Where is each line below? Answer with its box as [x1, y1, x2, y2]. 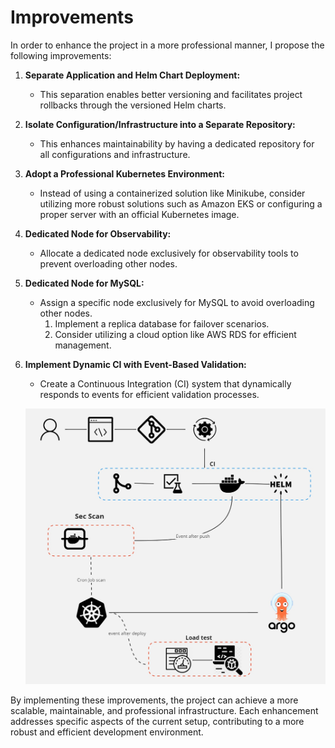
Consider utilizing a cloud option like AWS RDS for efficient [54, 328, 297, 340]
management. [54, 339, 112, 351]
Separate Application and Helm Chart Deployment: [24, 69, 241, 81]
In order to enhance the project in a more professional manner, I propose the [10, 39, 325, 51]
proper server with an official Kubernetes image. [39, 208, 240, 220]
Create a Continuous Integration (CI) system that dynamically [39, 377, 292, 390]
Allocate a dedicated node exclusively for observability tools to [39, 247, 299, 259]
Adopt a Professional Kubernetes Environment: [24, 167, 225, 180]
